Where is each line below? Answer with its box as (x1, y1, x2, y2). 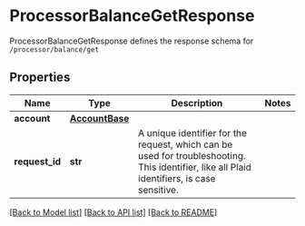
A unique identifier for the (137, 126, 248, 139)
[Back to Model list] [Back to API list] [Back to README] (9, 206, 218, 218)
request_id (14, 155, 62, 168)
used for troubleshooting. (137, 149, 247, 162)
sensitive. (137, 183, 179, 196)
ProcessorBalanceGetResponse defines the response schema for (9, 35, 254, 46)
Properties (9, 70, 71, 85)
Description (171, 96, 223, 109)
